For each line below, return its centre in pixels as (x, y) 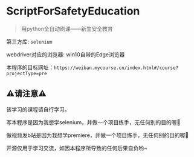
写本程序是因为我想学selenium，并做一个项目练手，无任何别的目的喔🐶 (93, 122)
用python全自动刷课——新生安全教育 (67, 28)
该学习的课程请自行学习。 (38, 109)
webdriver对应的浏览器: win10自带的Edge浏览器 (66, 54)
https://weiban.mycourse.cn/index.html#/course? (116, 68)
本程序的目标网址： (30, 67)
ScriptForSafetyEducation (73, 11)
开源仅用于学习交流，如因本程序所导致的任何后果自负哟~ (77, 148)
